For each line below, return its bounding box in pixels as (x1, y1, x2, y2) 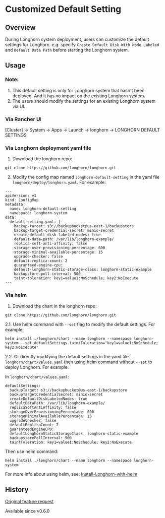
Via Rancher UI (5, 116, 42, 123)
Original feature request (5, 499, 54, 505)
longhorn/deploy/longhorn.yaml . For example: (12, 180, 106, 186)
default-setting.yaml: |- (9, 219, 63, 224)
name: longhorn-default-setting (9, 206, 77, 211)
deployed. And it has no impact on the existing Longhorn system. (12, 93, 145, 99)
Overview (5, 23, 36, 32)
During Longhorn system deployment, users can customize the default (5, 36, 150, 42)
